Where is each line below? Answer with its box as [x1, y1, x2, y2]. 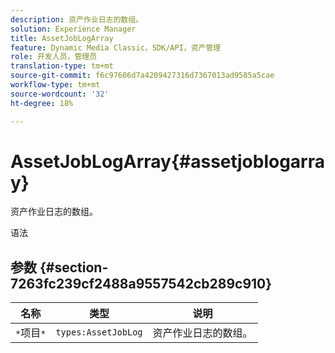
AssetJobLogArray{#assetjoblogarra [10, 150, 325, 173]
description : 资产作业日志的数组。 [10, 14, 143, 25]
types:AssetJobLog [55, 327, 143, 338]
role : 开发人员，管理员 [10, 52, 98, 62]
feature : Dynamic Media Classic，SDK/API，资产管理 [10, 42, 222, 53]
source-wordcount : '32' [10, 89, 110, 99]
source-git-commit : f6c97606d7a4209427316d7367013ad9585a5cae [10, 71, 275, 81]
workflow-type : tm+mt [10, 80, 101, 90]
